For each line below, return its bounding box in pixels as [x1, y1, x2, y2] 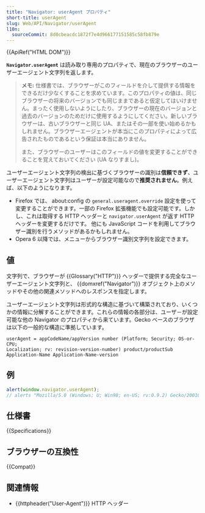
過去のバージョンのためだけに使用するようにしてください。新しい [21, 113, 187, 120]
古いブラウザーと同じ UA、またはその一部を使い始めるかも [48, 120, 196, 127]
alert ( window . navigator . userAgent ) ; [6, 386, 99, 393]
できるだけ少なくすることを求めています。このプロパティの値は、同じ [21, 89, 197, 97]
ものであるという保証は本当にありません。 [42, 135, 150, 142]
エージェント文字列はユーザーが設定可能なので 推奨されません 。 [22, 177, 182, 184]
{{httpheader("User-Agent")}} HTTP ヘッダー [15, 500, 129, 507]
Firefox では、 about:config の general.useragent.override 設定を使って [15, 197, 196, 205]
